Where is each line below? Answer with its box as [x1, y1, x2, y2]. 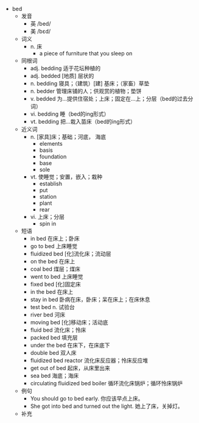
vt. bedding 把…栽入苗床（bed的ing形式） [30, 118, 136, 125]
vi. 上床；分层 [30, 213, 65, 220]
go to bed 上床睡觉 [30, 243, 78, 249]
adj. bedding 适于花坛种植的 [30, 65, 101, 72]
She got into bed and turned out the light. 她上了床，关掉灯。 [30, 402, 184, 410]
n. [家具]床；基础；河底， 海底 [30, 133, 106, 140]
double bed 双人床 [30, 349, 77, 356]
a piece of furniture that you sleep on [39, 50, 133, 57]
